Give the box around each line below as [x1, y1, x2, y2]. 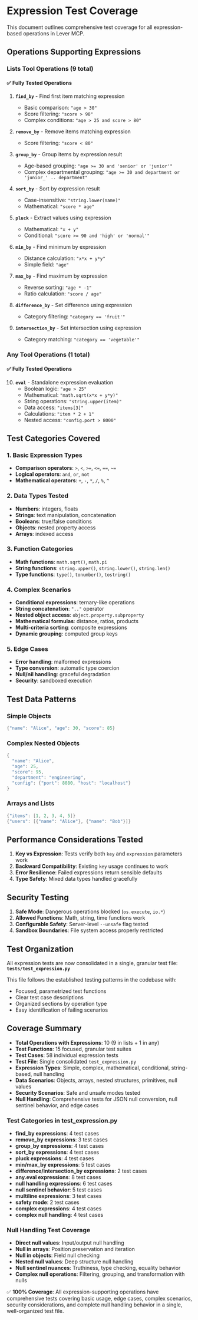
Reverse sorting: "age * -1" [24, 284, 92, 291]
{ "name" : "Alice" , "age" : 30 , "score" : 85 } [6, 725, 115, 732]
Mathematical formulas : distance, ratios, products [15, 618, 139, 625]
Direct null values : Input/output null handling [15, 1239, 124, 1246]
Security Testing [6, 892, 70, 903]
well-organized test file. [6, 1308, 64, 1315]
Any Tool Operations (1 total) [6, 351, 90, 359]
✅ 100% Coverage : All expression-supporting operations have [6, 1288, 159, 1295]
